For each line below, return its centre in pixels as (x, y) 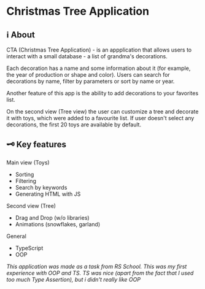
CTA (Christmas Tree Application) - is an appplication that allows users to (99, 50)
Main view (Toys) (28, 162)
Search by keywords (41, 187)
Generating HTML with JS (48, 194)
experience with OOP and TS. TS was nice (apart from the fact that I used (100, 273)
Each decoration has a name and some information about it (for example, (99, 68)
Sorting (25, 174)
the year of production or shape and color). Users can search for (88, 75)
